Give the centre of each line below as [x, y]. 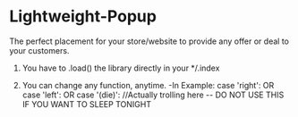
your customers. [39, 50]
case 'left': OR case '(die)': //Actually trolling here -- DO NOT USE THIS [153, 95]
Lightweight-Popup [83, 17]
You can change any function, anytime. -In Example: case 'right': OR [148, 85]
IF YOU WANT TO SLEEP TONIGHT [87, 104]
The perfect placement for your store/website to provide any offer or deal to [149, 41]
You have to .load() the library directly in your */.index [121, 68]
